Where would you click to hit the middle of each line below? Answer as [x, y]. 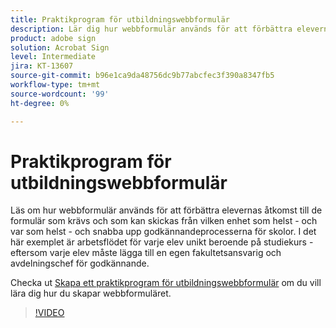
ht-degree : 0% [40, 103]
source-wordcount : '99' [60, 94]
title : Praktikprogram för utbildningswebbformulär [120, 19]
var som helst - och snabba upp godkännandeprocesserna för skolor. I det [163, 232]
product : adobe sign [53, 38]
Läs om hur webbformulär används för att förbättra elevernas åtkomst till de [166, 210]
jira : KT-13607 [42, 66]
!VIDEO [49, 313]
